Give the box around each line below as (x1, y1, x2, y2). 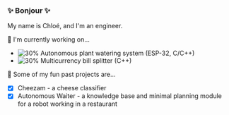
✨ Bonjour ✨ (7, 6, 51, 16)
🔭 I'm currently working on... (7, 35, 90, 44)
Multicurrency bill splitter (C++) (40, 56, 132, 65)
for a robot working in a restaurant (17, 99, 118, 108)
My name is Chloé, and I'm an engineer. (7, 22, 123, 30)
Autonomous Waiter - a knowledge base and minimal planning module (17, 92, 223, 100)
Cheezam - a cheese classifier (17, 84, 107, 92)
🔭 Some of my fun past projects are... (7, 70, 116, 79)
